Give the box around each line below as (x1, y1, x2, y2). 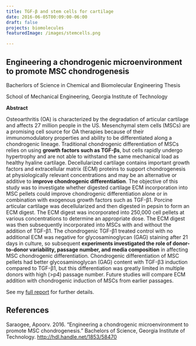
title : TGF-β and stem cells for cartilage (6, 8, 114, 15)
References (6, 305, 49, 316)
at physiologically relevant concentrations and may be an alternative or (6, 171, 177, 178)
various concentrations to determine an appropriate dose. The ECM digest (6, 214, 185, 222)
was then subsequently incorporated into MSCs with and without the (6, 221, 171, 228)
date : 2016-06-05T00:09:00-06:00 (6, 14, 88, 20)
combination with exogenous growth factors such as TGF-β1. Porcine (6, 196, 173, 203)
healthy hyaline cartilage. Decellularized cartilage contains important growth (6, 159, 190, 166)
